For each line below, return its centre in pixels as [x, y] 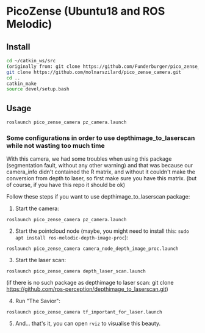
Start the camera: [37, 208]
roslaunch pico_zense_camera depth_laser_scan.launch [76, 271]
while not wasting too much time [56, 145]
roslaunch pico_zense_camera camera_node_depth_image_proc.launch [92, 249]
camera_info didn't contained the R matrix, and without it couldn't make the [101, 172]
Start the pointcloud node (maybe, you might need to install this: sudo [102, 231]
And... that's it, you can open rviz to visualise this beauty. [88, 324]
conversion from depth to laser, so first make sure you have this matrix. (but [102, 178]
